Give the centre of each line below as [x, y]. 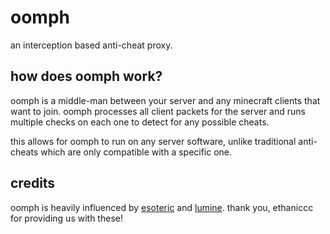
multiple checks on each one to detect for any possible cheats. [140, 122]
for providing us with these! [66, 218]
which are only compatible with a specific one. [136, 152]
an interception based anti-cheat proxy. [91, 45]
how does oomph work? [86, 76]
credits [33, 183]
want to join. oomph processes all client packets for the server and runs [158, 111]
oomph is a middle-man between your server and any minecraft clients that [165, 100]
